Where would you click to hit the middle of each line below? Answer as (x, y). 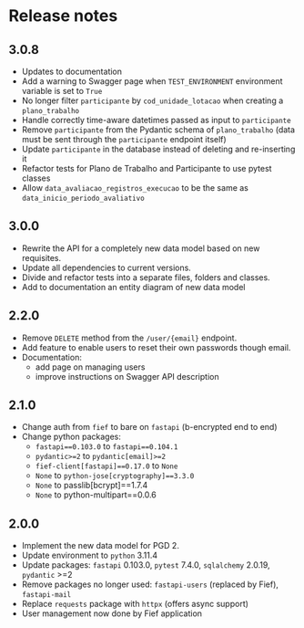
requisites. (41, 257)
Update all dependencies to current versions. (106, 267)
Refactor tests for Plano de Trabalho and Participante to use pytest (147, 168)
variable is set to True (62, 91)
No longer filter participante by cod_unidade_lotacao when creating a (152, 100)
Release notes (63, 16)
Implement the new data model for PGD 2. (100, 546)
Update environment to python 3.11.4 (90, 555)
